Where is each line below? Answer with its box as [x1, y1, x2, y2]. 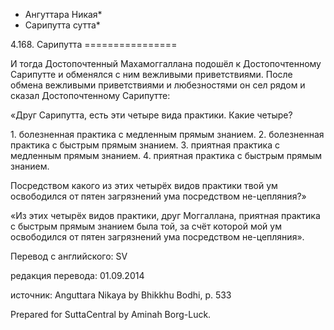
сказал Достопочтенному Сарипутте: [10, 90, 171, 101]
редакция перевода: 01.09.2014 [10, 270, 145, 281]
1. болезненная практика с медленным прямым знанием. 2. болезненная [10, 129, 325, 140]
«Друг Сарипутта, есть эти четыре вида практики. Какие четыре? [10, 109, 293, 121]
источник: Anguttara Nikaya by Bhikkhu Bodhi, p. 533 [10, 289, 232, 301]
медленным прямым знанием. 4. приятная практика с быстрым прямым [10, 150, 323, 161]
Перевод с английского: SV [10, 250, 128, 262]
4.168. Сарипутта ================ [10, 39, 178, 50]
